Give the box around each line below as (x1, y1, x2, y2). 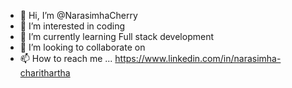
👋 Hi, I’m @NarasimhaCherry (19, 10, 138, 21)
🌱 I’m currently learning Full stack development (19, 31, 214, 42)
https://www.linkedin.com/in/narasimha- (114, 53, 282, 64)
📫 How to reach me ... (19, 53, 113, 64)
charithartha (19, 67, 71, 79)
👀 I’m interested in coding (19, 20, 126, 32)
